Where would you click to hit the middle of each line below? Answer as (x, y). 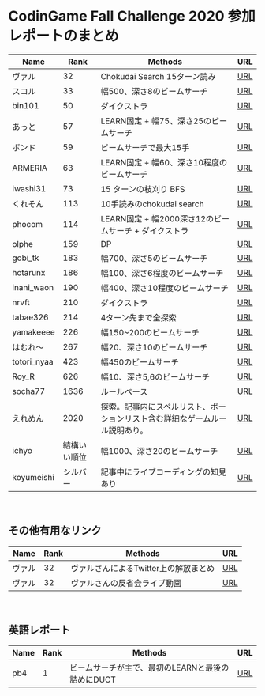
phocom (28, 224)
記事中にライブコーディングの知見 (164, 471)
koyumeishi (34, 477)
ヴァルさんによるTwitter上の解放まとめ (143, 568)
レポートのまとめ (64, 36)
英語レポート (39, 630)
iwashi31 (29, 188)
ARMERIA (30, 168)
